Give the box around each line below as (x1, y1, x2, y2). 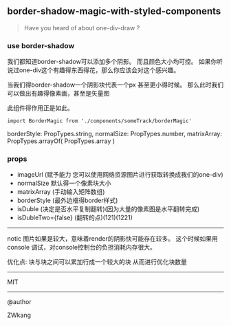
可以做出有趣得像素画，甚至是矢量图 (7, 89, 110, 98)
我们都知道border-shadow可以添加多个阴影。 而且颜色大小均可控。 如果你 (7, 58, 217, 66)
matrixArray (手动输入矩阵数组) (16, 188, 105, 196)
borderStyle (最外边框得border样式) (16, 196, 118, 205)
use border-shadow (7, 41, 75, 50)
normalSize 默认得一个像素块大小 (16, 179, 111, 188)
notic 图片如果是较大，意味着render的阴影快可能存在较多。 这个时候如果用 (7, 235, 218, 243)
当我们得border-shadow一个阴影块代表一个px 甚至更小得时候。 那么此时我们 (7, 80, 224, 89)
